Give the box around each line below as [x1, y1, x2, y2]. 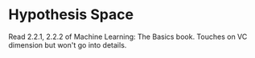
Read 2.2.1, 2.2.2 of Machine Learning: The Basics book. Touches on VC [8, 32, 248, 41]
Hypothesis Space [8, 6, 134, 24]
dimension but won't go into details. [8, 40, 127, 49]
